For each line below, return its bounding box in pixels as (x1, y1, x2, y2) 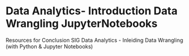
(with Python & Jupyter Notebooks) (5, 43, 93, 50)
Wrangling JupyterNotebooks (5, 17, 158, 30)
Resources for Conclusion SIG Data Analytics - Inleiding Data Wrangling (5, 36, 184, 43)
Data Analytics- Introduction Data (5, 4, 178, 18)
